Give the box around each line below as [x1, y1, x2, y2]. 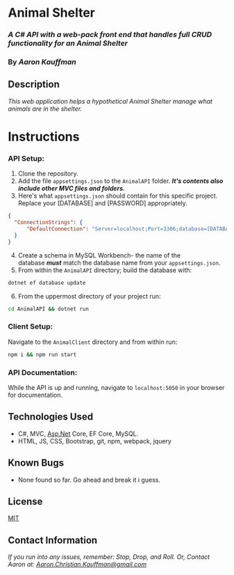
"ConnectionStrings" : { [14, 219, 83, 226]
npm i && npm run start [8, 351, 77, 358]
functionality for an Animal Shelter [8, 38, 128, 48]
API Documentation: [8, 368, 78, 377]
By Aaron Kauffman [8, 57, 76, 67]
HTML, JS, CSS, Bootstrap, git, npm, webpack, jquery [17, 436, 172, 445]
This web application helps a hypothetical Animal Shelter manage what [8, 97, 212, 105]
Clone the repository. [17, 169, 78, 178]
